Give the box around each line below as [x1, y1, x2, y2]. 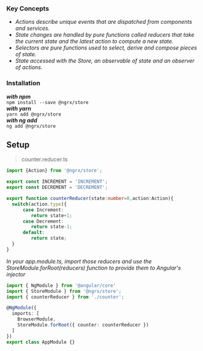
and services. [15, 24, 50, 32]
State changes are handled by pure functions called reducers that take [15, 31, 194, 39]
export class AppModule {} [6, 339, 75, 345]
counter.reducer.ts [21, 156, 68, 163]
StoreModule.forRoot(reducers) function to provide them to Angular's [6, 264, 182, 272]
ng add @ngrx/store [6, 123, 56, 129]
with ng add [6, 116, 38, 124]
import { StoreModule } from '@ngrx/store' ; [6, 288, 122, 294]
